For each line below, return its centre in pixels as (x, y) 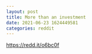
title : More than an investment (46, 17)
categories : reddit (30, 28)
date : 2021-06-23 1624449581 (42, 23)
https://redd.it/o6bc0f (33, 45)
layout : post (22, 12)
